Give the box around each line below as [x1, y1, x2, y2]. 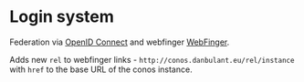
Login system [9, 6, 114, 27]
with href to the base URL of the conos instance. [9, 64, 194, 75]
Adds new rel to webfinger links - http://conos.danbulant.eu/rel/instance [9, 54, 295, 65]
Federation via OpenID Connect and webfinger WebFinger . [9, 36, 230, 47]
